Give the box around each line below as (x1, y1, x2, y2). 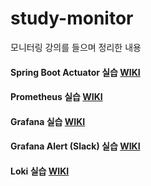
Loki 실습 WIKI (10, 165, 70, 177)
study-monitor (10, 7, 134, 30)
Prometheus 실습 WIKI (10, 91, 103, 103)
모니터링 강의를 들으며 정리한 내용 (10, 41, 142, 53)
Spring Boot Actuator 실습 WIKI (10, 66, 141, 78)
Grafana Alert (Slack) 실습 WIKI (10, 140, 141, 152)
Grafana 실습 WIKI (10, 115, 86, 127)
